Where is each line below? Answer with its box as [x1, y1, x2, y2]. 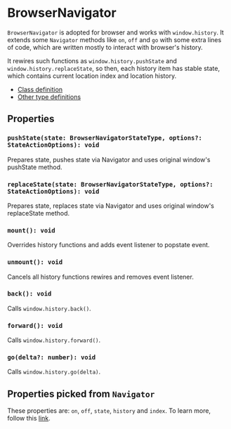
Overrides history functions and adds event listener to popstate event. [7, 241, 210, 249]
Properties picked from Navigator [7, 388, 155, 400]
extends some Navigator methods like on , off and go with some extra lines [7, 35, 222, 44]
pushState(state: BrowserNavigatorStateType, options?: [7, 134, 202, 142]
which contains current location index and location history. [7, 72, 177, 80]
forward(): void [7, 322, 63, 329]
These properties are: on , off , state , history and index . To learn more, [7, 407, 211, 415]
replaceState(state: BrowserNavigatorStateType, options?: [7, 180, 213, 188]
